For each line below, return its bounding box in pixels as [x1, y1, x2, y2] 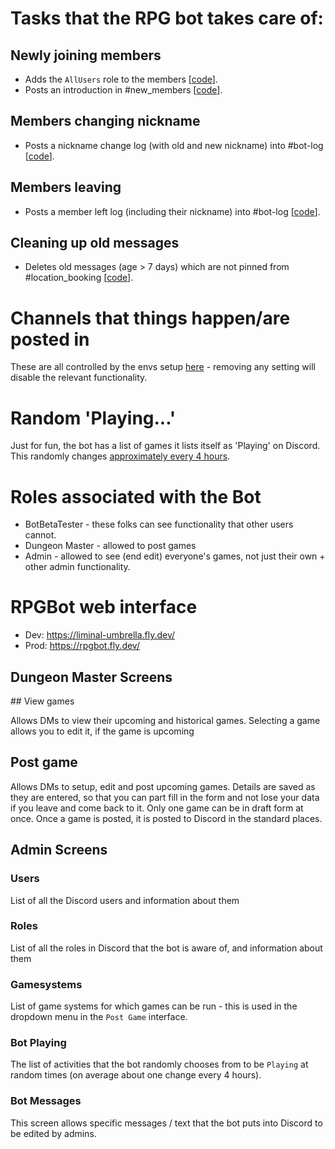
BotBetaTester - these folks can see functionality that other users [24, 518, 294, 531]
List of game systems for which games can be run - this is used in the [10, 1000, 298, 1012]
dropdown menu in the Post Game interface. [10, 1011, 188, 1023]
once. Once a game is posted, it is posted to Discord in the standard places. [10, 812, 323, 824]
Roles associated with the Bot [10, 485, 262, 508]
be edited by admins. [10, 1127, 97, 1139]
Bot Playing [10, 1036, 67, 1050]
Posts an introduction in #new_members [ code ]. [24, 84, 223, 96]
